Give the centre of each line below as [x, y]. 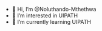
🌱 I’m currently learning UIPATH [51, 22]
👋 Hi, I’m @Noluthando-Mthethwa [54, 9]
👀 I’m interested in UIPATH [45, 15]
